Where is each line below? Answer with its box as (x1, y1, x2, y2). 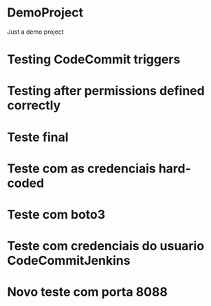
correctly (7, 98, 61, 113)
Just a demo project (7, 28, 64, 36)
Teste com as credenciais (7, 160, 156, 176)
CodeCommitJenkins (7, 253, 131, 269)
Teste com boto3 (7, 206, 106, 222)
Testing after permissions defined (7, 83, 205, 99)
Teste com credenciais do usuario (7, 239, 205, 254)
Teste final (7, 129, 69, 145)
